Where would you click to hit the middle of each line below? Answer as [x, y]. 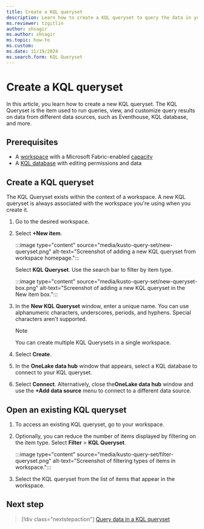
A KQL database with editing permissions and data [78, 163]
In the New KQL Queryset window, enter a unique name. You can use [102, 306]
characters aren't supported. [51, 319]
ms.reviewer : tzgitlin [35, 23]
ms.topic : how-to [28, 40]
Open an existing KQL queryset [66, 410]
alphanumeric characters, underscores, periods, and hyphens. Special [103, 312]
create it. [17, 210]
